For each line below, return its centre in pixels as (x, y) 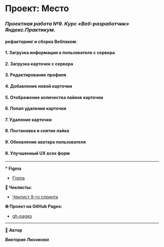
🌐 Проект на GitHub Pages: (34, 206)
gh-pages (22, 216)
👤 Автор (14, 230)
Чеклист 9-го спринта (35, 197)
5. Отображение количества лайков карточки (54, 97)
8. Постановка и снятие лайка (37, 131)
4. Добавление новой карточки (39, 86)
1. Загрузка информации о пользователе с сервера (60, 53)
